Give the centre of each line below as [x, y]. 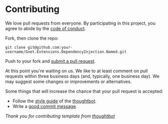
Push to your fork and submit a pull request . [51, 61]
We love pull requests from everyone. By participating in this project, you [80, 23]
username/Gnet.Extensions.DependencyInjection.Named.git [66, 52]
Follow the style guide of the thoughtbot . [54, 101]
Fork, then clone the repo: [32, 38]
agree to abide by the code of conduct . [46, 28]
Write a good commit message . [45, 106]
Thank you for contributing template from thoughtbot [60, 116]
